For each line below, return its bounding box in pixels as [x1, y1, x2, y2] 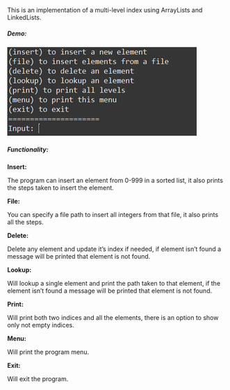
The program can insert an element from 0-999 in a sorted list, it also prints [7, 176, 224, 184]
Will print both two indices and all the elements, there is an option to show [7, 313, 219, 322]
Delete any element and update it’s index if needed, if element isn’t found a [7, 245, 222, 253]
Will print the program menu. [7, 348, 89, 356]
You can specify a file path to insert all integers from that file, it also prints [7, 210, 219, 218]
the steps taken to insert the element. [7, 184, 115, 192]
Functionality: [7, 145, 49, 154]
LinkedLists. [7, 13, 42, 22]
